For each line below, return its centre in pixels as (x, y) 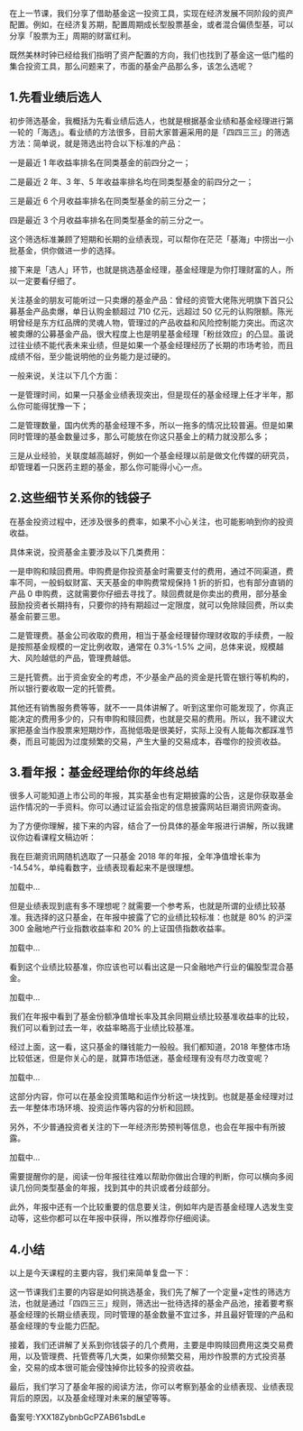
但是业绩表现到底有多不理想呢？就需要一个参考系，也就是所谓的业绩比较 (143, 906)
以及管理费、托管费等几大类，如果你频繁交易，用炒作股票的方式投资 (151, 1356)
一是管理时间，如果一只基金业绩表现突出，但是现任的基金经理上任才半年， (147, 394)
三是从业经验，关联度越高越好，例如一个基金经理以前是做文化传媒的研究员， (151, 455)
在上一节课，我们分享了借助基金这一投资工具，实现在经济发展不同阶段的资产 (151, 13)
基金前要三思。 (37, 616)
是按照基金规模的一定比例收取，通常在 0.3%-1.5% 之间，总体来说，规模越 (147, 647)
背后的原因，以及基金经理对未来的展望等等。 (92, 1398)
